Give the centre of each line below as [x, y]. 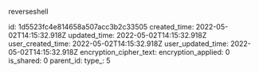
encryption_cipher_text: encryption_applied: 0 [155, 52]
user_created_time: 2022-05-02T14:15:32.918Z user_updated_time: [118, 44]
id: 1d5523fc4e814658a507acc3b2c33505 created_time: [101, 27]
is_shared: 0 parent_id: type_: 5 [59, 60]
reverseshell [29, 12]
